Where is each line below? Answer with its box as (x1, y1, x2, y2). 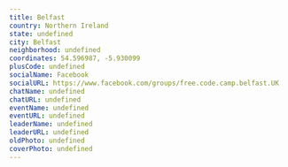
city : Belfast (9, 37, 62, 47)
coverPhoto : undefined (9, 144, 93, 153)
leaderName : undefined (9, 120, 93, 129)
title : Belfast (9, 12, 66, 22)
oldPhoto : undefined (9, 136, 86, 145)
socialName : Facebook (9, 71, 90, 80)
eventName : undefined (9, 103, 90, 112)
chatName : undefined (9, 87, 86, 95)
